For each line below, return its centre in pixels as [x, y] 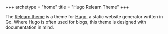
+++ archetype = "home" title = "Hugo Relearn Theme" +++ [67, 7]
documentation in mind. [30, 27]
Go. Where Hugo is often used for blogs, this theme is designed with [76, 22]
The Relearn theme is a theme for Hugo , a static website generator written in [84, 17]
